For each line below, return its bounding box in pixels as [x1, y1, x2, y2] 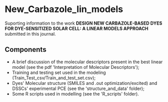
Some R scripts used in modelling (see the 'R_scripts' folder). [12, 90, 139, 96]
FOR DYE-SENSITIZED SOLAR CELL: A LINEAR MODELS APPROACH [5, 25, 149, 31]
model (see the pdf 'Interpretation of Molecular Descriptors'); [12, 64, 140, 70]
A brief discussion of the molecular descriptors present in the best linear [12, 59, 163, 65]
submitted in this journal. [5, 31, 56, 37]
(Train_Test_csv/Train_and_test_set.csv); [12, 74, 96, 81]
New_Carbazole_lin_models [5, 4, 124, 15]
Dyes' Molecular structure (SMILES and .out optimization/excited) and [12, 80, 157, 86]
